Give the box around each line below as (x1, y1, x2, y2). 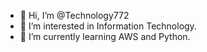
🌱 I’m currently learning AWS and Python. (19, 31, 191, 42)
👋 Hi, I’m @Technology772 (19, 10, 130, 21)
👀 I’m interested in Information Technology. (19, 20, 197, 32)
